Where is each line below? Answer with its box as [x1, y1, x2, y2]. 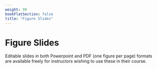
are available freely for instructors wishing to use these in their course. [5, 58, 147, 64]
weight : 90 [5, 7, 27, 12]
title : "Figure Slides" [5, 16, 54, 21]
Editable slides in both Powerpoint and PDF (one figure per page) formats [5, 53, 153, 59]
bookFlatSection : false [5, 12, 54, 17]
